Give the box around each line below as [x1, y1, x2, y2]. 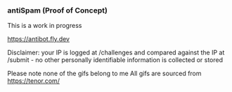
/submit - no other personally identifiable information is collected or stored [7, 56, 224, 64]
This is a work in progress [7, 22, 82, 30]
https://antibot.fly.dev [7, 35, 70, 43]
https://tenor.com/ [7, 77, 60, 85]
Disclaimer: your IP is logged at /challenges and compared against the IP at [7, 48, 225, 57]
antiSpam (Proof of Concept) [7, 6, 108, 15]
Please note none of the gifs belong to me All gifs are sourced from [7, 69, 202, 78]
